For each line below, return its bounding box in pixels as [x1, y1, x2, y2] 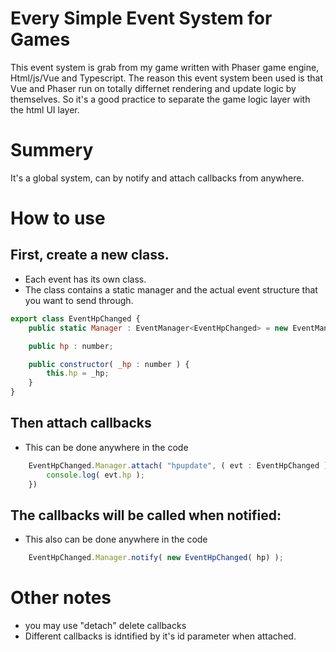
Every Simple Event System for [10, 7, 273, 30]
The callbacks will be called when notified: [10, 507, 282, 524]
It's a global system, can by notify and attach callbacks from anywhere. [10, 172, 305, 184]
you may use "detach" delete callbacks [24, 620, 187, 632]
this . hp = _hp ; [46, 368, 110, 379]
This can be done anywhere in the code [24, 441, 189, 453]
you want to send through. [24, 294, 134, 306]
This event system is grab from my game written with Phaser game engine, [10, 61, 320, 73]
